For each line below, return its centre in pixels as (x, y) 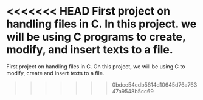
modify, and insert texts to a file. (90, 50)
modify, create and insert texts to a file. (55, 73)
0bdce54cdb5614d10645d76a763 (155, 85)
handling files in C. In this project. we (101, 24)
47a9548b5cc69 (133, 91)
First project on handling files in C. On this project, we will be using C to (96, 66)
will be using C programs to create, (96, 37)
